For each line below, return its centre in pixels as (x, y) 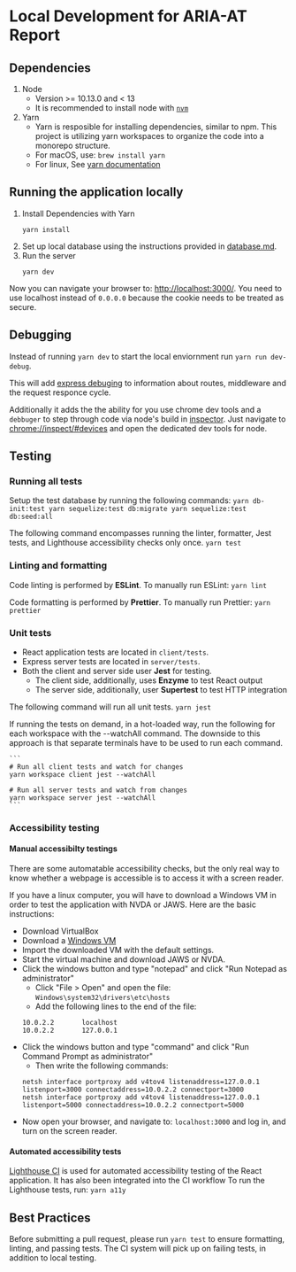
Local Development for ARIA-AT (128, 16)
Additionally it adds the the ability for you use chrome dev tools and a (135, 409)
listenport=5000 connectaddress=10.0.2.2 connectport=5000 (133, 1105)
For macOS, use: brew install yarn (100, 155)
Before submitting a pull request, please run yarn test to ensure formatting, (147, 1239)
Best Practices (50, 1218)
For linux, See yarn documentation (98, 164)
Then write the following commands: (102, 1066)
